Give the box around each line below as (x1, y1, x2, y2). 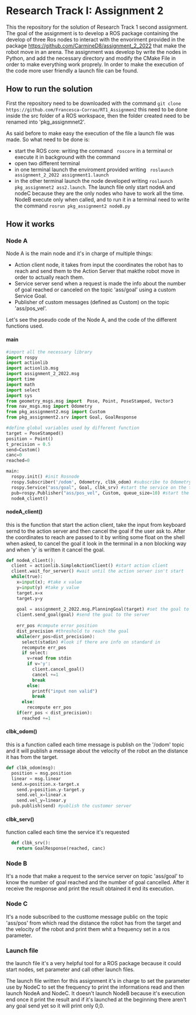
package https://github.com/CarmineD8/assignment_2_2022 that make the (6, 42, 186, 49)
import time (6, 376, 35, 382)
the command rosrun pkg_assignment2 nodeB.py (14, 202, 131, 209)
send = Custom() (6, 447, 41, 452)
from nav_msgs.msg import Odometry (6, 403, 93, 410)
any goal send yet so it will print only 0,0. (6, 1002, 104, 1009)
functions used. (6, 322, 44, 329)
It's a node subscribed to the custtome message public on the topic (6, 913, 169, 920)
